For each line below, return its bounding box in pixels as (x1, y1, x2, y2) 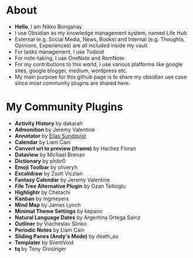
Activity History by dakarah (14, 119, 83, 127)
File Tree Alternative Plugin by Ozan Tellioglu (14, 182, 126, 190)
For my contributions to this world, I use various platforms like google (14, 60, 183, 68)
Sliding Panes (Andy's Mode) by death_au (14, 233, 119, 240)
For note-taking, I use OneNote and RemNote (14, 54, 125, 61)
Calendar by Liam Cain (14, 138, 71, 145)
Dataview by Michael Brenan (14, 151, 85, 158)
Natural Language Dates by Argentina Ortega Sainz (14, 214, 141, 221)
